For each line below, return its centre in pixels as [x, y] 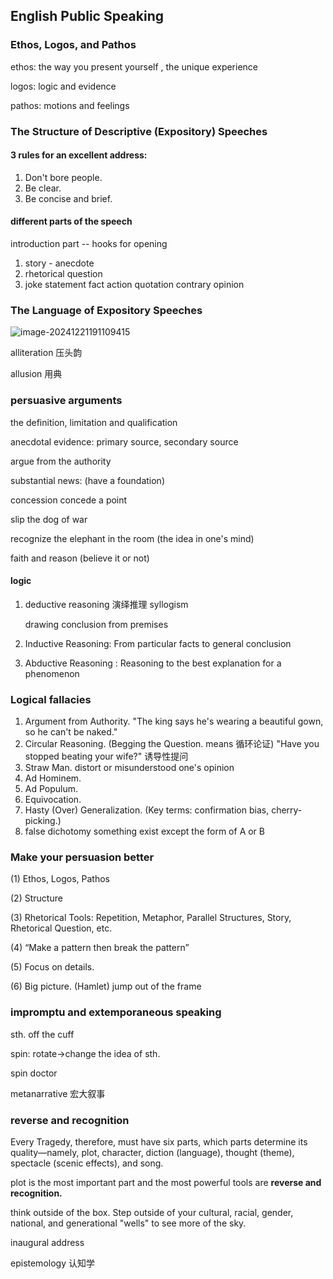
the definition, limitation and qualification [94, 422]
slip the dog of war [49, 519]
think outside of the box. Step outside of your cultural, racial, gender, [152, 1212]
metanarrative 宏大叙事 [58, 1093]
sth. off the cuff [42, 1034]
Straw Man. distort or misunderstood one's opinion [129, 768]
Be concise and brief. [68, 198]
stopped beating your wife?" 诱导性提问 [106, 756]
